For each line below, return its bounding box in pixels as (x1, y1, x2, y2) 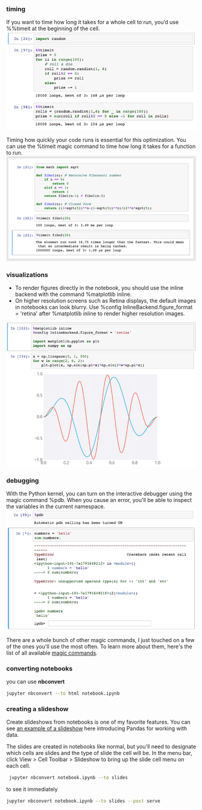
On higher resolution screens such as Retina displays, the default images (14, 297, 197, 304)
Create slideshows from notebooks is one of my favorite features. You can (6, 718, 191, 726)
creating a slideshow (6, 704, 69, 713)
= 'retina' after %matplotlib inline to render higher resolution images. (14, 310, 185, 317)
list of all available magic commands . (6, 649, 98, 657)
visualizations (6, 271, 48, 279)
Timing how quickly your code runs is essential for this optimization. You (6, 136, 186, 143)
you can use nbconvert (6, 678, 65, 685)
